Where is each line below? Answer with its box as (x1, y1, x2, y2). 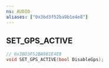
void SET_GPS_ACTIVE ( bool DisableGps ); (6, 57, 104, 63)
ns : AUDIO (6, 8, 31, 15)
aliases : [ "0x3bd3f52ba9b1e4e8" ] (6, 14, 88, 20)
